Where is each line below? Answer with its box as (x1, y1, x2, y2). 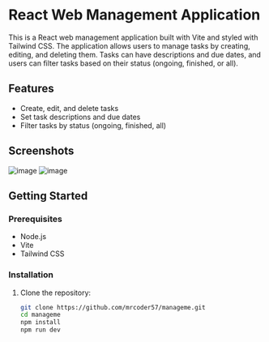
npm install (19, 318, 61, 327)
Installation (8, 269, 54, 280)
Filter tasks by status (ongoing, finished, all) (19, 120, 167, 130)
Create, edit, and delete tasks (19, 103, 119, 113)
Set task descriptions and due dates (19, 112, 141, 122)
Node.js (19, 232, 47, 242)
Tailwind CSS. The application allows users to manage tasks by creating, (8, 41, 251, 50)
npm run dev (19, 326, 61, 334)
